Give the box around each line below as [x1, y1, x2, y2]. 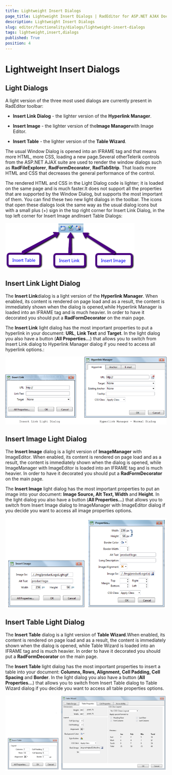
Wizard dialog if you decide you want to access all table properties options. [5, 685, 164, 691]
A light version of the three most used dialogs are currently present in [5, 98, 152, 104]
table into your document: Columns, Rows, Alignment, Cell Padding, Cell [5, 669, 160, 675]
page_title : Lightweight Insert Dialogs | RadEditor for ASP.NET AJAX [5, 13, 159, 19]
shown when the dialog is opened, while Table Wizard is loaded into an [5, 642, 155, 649]
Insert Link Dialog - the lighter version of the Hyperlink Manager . [12, 113, 152, 119]
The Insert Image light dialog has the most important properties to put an [5, 486, 160, 492]
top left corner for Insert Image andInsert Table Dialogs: [5, 212, 123, 219]
